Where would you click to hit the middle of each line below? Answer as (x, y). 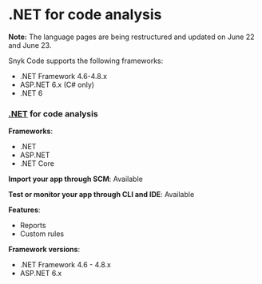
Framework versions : (44, 250)
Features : (24, 210)
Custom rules (42, 234)
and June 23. (30, 45)
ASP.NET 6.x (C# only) (57, 85)
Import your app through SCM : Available (76, 179)
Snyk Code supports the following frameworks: (86, 61)
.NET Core (37, 164)
